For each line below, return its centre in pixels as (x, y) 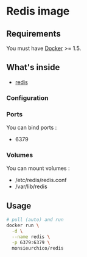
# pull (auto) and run (35, 220)
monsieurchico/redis (38, 248)
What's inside (33, 67)
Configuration (27, 97)
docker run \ (23, 226)
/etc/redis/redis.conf (41, 180)
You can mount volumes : (38, 168)
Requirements (33, 34)
